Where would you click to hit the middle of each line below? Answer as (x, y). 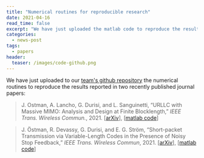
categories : (21, 35)
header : (16, 57)
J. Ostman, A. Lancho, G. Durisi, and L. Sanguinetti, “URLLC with (101, 105)
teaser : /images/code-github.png (54, 63)
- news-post (27, 40)
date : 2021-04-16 (28, 18)
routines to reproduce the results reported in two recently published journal (100, 86)
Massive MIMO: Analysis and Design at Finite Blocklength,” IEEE (101, 111)
